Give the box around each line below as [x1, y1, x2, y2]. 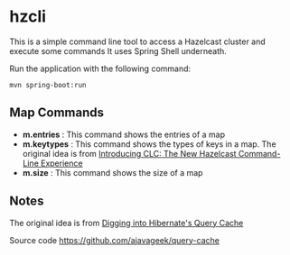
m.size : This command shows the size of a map [22, 167, 203, 178]
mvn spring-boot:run [9, 80, 88, 89]
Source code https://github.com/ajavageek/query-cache [9, 234, 220, 245]
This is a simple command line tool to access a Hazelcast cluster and [9, 36, 267, 47]
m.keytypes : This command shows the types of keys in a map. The [22, 138, 277, 150]
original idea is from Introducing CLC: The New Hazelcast [22, 148, 237, 159]
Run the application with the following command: [9, 63, 192, 74]
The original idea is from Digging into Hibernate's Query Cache [9, 217, 244, 228]
